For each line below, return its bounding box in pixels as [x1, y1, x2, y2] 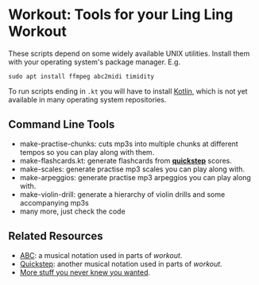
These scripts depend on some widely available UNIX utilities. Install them [8, 48, 250, 58]
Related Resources [8, 229, 103, 243]
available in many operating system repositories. [8, 94, 167, 104]
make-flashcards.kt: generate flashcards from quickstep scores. [19, 156, 233, 165]
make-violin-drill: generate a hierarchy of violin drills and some [19, 189, 226, 199]
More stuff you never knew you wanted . [19, 268, 151, 277]
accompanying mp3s [19, 198, 89, 207]
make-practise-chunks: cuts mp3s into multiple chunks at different [19, 139, 238, 148]
